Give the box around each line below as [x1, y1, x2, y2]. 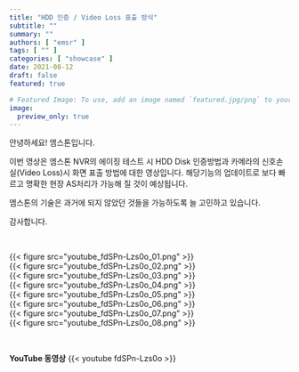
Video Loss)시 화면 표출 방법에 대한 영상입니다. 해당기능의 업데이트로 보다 [19, 167, 277, 178]
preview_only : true [17, 112, 90, 121]
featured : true [9, 79, 66, 88]
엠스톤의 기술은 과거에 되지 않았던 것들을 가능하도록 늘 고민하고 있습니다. [9, 198, 261, 208]
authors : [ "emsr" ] [9, 37, 86, 47]
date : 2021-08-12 [9, 63, 74, 72]
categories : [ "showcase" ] [9, 54, 114, 63]
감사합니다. [9, 216, 48, 227]
